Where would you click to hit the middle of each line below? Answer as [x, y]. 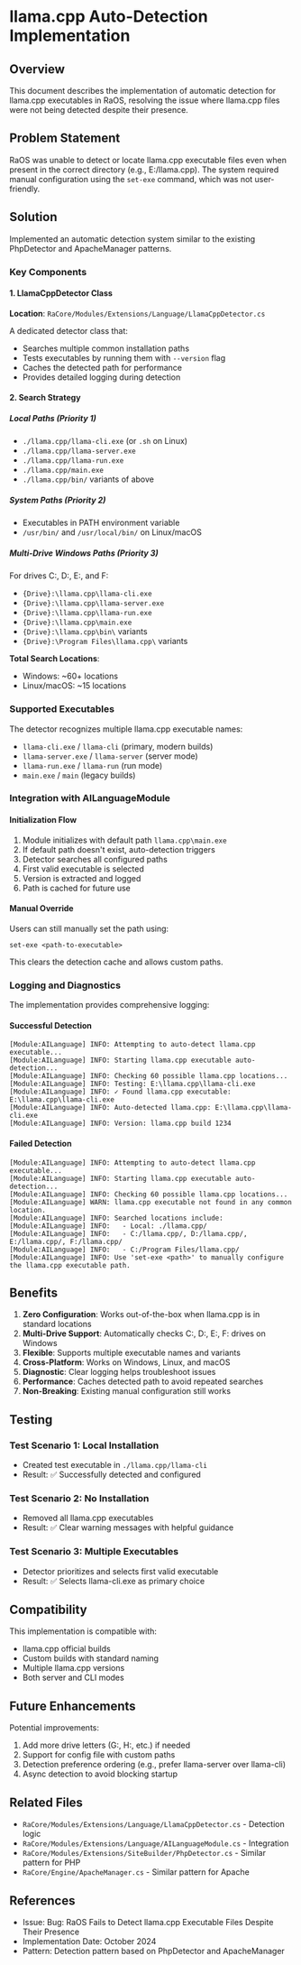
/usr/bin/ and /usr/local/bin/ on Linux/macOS [112, 532]
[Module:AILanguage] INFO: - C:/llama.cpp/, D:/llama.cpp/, [128, 1233]
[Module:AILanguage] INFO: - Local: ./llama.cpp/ [108, 1226]
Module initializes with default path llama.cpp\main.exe [124, 840]
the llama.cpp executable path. [70, 1265]
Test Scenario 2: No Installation [79, 1498]
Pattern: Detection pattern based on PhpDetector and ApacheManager [154, 1951]
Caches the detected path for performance [102, 367]
